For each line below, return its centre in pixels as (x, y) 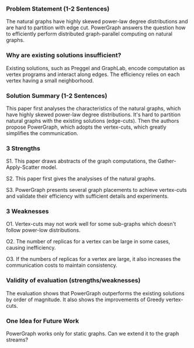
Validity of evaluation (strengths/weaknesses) (73, 281)
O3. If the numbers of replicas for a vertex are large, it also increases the (93, 259)
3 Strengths (23, 148)
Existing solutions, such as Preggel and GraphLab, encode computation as (96, 68)
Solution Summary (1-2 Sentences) (57, 95)
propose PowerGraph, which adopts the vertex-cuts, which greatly (86, 127)
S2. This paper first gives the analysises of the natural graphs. (81, 179)
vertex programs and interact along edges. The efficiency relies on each (93, 74)
